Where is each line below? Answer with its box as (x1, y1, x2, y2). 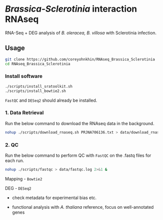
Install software (5, 73, 43, 80)
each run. (5, 158, 24, 164)
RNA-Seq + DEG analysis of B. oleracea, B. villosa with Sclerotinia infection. (5, 30, 157, 36)
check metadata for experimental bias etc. (12, 195, 97, 201)
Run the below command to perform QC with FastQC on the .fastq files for (5, 152, 151, 159)
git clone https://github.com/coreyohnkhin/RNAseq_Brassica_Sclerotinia (5, 57, 155, 62)
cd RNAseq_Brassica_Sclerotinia (5, 61, 70, 66)
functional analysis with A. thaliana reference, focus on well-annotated (12, 204, 154, 210)
